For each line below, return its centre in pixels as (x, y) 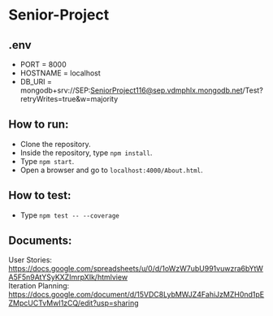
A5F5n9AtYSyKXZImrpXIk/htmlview (68, 277)
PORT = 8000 (43, 64)
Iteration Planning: (39, 286)
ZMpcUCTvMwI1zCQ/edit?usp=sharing (74, 303)
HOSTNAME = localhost (61, 73)
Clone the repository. (55, 144)
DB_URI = (36, 82)
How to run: (39, 125)
